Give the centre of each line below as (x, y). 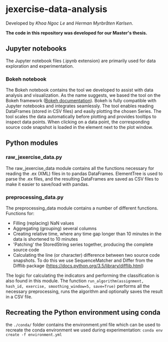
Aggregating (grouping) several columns (55, 229)
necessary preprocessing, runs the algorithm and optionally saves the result (84, 291)
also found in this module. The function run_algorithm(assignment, (75, 281)
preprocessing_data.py (35, 197)
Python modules (32, 143)
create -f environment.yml (34, 334)
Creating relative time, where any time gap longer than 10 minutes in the (87, 234)
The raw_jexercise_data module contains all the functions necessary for (80, 168)
